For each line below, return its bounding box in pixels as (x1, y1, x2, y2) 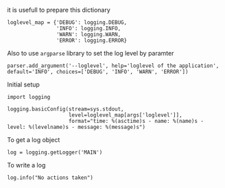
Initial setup (7, 80, 40, 89)
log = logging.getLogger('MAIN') (7, 149, 103, 156)
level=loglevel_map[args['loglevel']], (68, 112, 183, 119)
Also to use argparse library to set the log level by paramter (7, 49, 174, 57)
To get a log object (7, 136, 60, 143)
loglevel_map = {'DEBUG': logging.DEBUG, (7, 19, 128, 26)
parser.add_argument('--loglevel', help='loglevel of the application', (7, 62, 220, 69)
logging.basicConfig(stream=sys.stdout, (7, 106, 125, 113)
